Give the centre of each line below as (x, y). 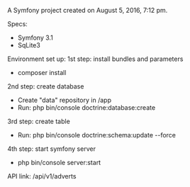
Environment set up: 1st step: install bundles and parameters (95, 59)
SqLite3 (29, 45)
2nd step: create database (46, 86)
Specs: (18, 24)
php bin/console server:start (59, 163)
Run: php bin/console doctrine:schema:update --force (96, 135)
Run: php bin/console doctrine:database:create (86, 108)
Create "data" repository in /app (65, 100)
